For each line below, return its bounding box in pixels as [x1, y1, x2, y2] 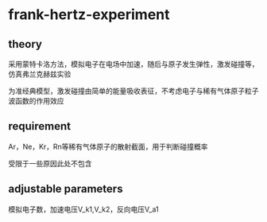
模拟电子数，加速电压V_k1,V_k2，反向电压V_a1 [8, 204, 159, 214]
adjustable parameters [8, 182, 123, 196]
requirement [8, 119, 72, 133]
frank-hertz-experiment [8, 6, 170, 24]
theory [8, 37, 42, 51]
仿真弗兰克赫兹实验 [8, 69, 72, 79]
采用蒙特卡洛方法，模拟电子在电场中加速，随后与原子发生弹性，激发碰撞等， [8, 60, 259, 68]
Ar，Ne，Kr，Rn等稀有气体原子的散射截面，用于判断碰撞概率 [8, 142, 208, 151]
